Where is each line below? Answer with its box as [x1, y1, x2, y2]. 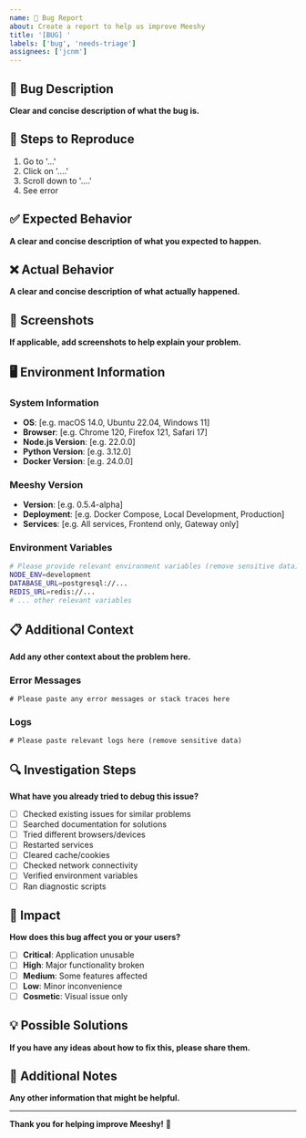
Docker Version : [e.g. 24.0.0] [22, 455, 134, 466]
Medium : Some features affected [22, 970, 148, 981]
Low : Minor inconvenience [22, 980, 123, 991]
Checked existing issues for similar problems [22, 809, 191, 820]
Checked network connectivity [22, 860, 138, 871]
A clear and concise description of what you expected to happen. [9, 235, 262, 246]
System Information [9, 396, 99, 409]
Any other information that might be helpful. [9, 1092, 180, 1103]
